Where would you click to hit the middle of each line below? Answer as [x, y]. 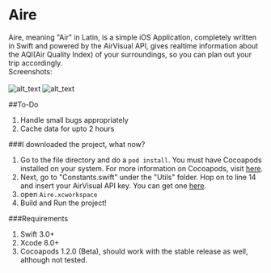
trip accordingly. [36, 63]
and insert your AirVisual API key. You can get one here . [113, 185]
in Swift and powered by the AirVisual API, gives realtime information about [133, 45]
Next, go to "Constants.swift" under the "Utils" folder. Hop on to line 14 [138, 177]
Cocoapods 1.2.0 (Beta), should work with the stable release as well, [134, 251]
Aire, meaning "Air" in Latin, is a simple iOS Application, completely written [133, 37]
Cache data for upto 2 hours [67, 128]
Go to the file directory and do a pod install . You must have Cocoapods [141, 160]
